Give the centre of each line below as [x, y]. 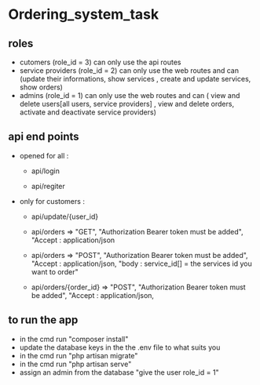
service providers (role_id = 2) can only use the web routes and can [129, 71]
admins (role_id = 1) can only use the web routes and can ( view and [130, 95]
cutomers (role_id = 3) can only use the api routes [101, 62]
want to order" [55, 271]
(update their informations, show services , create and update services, [135, 79]
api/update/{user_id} [65, 216]
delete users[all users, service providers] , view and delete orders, [126, 104]
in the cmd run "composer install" [74, 339]
